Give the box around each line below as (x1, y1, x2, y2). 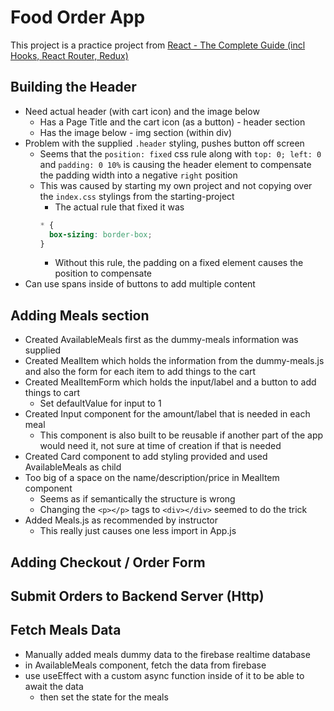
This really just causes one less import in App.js (39, 525, 237, 537)
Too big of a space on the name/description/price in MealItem (24, 472, 280, 484)
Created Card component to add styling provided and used (24, 451, 268, 463)
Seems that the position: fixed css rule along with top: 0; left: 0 (39, 147, 322, 160)
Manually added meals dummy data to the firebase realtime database (24, 648, 311, 660)
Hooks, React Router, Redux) (10, 49, 129, 61)
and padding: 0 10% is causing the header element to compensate (39, 158, 312, 170)
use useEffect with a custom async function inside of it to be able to (24, 669, 305, 681)
